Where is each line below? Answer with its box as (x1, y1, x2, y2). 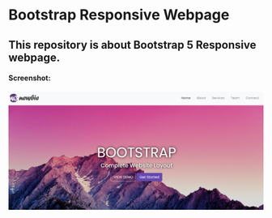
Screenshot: (8, 73, 51, 83)
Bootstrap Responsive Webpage (8, 6, 230, 24)
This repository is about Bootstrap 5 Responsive (8, 38, 257, 52)
